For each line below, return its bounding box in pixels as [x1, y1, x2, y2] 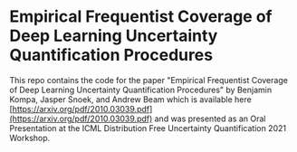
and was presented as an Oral [154, 113, 266, 124]
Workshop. [9, 132, 51, 143]
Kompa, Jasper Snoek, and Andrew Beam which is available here [9, 93, 252, 105]
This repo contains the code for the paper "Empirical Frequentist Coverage [9, 74, 288, 85]
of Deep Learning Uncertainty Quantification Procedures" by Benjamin [9, 84, 273, 95]
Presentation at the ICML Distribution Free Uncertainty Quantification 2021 [9, 122, 287, 133]
